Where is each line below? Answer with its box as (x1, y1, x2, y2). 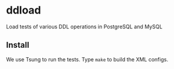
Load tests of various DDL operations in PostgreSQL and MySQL (6, 23, 163, 30)
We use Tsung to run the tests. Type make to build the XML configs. (6, 55, 169, 63)
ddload (6, 4, 41, 17)
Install (6, 40, 29, 50)
